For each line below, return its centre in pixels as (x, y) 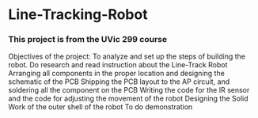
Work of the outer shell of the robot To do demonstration (101, 107)
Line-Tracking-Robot (78, 15)
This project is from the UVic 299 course (88, 40)
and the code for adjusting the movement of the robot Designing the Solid (128, 99)
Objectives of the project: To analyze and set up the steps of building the (127, 56)
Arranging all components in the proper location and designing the (117, 74)
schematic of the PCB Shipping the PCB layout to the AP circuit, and (119, 82)
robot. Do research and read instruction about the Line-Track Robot (118, 65)
